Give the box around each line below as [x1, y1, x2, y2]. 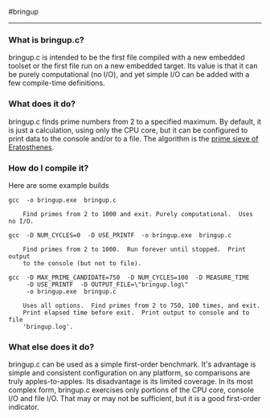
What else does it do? [8, 341, 95, 352]
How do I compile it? [8, 162, 89, 174]
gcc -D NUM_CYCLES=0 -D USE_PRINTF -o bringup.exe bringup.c [8, 231, 231, 240]
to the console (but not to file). [22, 259, 142, 268]
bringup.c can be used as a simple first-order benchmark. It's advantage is [8, 359, 256, 369]
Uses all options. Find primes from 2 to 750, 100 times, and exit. [22, 301, 261, 309]
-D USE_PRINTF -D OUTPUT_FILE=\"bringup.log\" [26, 281, 189, 289]
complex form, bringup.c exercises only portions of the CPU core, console [8, 385, 255, 395]
